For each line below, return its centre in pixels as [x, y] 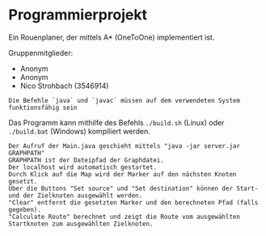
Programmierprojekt [78, 15]
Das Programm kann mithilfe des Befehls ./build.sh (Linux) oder [116, 122]
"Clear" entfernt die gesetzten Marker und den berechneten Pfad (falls [133, 202]
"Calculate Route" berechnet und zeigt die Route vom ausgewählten [125, 217]
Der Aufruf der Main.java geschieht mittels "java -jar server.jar [125, 146]
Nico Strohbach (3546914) [64, 86]
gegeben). [25, 209]
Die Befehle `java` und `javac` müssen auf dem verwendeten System [125, 100]
